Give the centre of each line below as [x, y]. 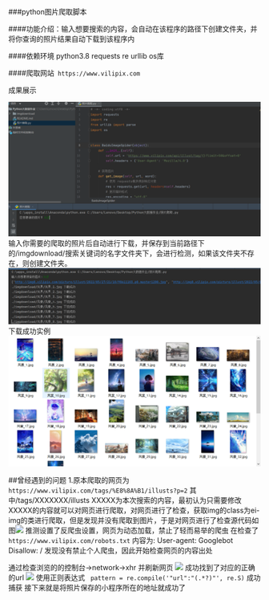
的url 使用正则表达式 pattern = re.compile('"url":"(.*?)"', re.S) [126, 578]
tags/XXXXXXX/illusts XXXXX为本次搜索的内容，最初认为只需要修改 [130, 500]
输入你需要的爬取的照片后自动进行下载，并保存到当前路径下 [106, 243]
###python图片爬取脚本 [48, 12]
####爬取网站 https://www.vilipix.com [74, 73]
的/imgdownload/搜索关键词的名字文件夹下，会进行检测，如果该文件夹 [124, 253]
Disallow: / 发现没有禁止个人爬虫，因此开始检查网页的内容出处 [111, 550]
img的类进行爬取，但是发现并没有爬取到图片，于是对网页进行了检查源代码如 [134, 520]
